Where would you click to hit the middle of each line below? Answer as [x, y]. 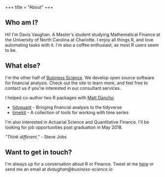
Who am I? [22, 22]
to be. [11, 50]
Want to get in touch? [39, 152]
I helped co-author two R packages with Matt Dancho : [60, 98]
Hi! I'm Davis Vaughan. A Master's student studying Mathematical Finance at [83, 35]
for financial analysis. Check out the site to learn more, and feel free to [77, 83]
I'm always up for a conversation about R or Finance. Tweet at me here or [80, 164]
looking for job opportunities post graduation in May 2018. [64, 127]
